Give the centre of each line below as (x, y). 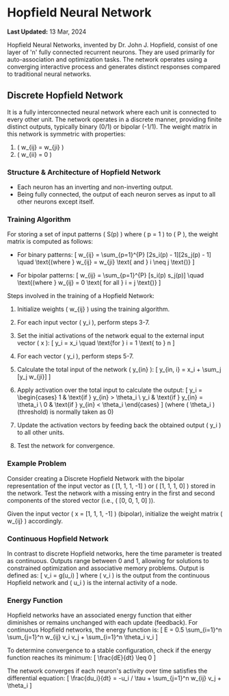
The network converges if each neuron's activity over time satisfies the (107, 671)
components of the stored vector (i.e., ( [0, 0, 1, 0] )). (81, 500)
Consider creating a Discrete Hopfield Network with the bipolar (96, 478)
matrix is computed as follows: (50, 242)
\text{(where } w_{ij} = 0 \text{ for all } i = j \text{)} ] (89, 283)
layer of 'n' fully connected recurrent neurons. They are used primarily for (111, 52)
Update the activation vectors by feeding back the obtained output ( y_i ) (119, 425)
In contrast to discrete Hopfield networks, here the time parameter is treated (114, 554)
